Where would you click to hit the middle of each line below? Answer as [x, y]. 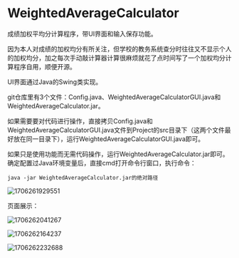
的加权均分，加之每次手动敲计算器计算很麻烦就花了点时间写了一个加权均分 [116, 58]
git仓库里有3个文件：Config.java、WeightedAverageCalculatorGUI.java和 [114, 97]
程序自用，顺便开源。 [44, 66]
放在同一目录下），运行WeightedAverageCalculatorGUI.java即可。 [109, 139]
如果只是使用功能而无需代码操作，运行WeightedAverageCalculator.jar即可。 [118, 154]
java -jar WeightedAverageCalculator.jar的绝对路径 [83, 177]
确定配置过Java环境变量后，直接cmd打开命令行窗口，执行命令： [102, 162]
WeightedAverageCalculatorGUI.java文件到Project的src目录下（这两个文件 [116, 130]
